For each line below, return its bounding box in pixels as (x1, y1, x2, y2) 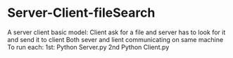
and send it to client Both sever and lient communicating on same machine (7, 35, 224, 43)
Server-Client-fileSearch (7, 5, 156, 21)
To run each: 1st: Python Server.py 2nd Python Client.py (7, 43, 170, 51)
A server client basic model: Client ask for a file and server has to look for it (7, 28, 226, 36)
